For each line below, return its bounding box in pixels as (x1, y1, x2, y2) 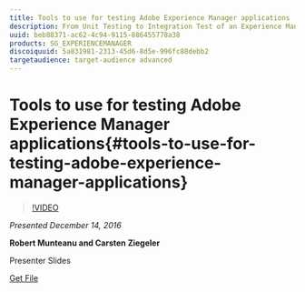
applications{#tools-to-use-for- (9, 134, 257, 155)
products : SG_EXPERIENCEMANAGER (9, 38, 132, 48)
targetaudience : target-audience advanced (9, 55, 172, 65)
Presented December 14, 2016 (9, 219, 123, 230)
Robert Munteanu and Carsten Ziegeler (9, 237, 161, 248)
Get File (9, 272, 39, 283)
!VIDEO (31, 202, 59, 213)
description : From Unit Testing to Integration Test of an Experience (9, 22, 282, 31)
